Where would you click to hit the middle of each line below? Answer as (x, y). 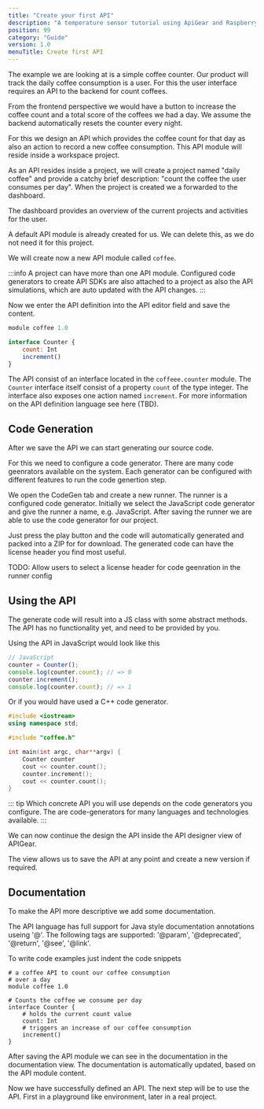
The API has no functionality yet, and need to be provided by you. (114, 628)
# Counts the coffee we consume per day (75, 1000)
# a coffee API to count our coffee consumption (89, 973)
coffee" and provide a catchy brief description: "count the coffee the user (127, 179)
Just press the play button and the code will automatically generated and (126, 535)
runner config (30, 576)
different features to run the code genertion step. (88, 480)
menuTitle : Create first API (56, 52)
